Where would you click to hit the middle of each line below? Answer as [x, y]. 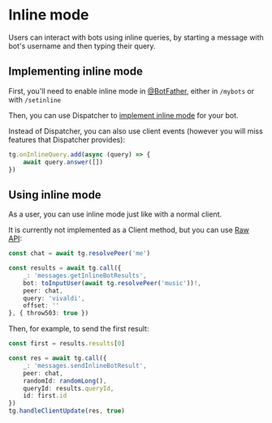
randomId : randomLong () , [65, 381]
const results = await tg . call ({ [65, 268]
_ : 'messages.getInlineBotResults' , [85, 276]
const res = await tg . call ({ [58, 358]
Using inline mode [55, 195]
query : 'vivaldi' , [54, 298]
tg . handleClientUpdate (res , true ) [67, 411]
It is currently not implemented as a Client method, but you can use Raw [129, 230]
